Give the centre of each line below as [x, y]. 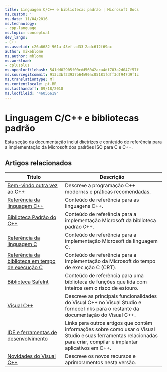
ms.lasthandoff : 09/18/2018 [34, 88]
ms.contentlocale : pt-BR [31, 84]
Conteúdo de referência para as [102, 200]
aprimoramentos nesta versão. [100, 363]
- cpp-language [21, 28]
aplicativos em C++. [88, 348]
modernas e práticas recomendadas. [108, 192]
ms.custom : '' [20, 14]
